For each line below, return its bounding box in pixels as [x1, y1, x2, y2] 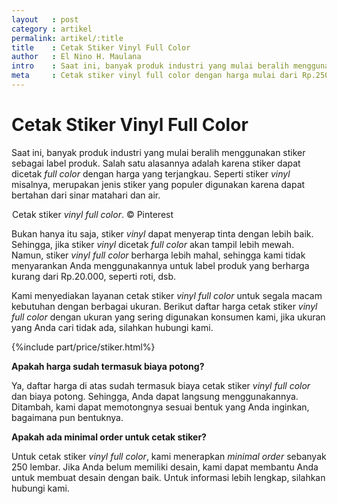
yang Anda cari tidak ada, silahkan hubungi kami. [11, 321, 214, 333]
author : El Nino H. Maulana [11, 52, 142, 62]
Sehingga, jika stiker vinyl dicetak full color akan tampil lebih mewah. [11, 238, 295, 250]
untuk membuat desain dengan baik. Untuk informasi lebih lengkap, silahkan [11, 471, 326, 483]
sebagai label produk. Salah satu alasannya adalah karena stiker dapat [11, 157, 301, 169]
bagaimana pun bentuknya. [11, 411, 124, 423]
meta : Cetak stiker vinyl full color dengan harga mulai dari [11, 71, 299, 81]
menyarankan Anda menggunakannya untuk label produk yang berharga [11, 259, 310, 271]
